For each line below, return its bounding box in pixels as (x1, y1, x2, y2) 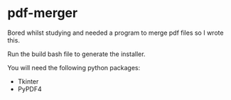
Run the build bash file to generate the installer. (7, 50, 146, 58)
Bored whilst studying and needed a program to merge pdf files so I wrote (7, 28, 224, 37)
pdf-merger (7, 5, 78, 21)
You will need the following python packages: (7, 63, 141, 72)
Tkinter (17, 77, 39, 86)
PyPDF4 (17, 84, 43, 93)
